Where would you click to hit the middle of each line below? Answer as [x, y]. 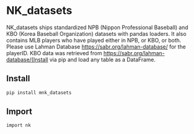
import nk [19, 126]
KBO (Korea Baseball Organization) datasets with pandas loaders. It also [96, 33]
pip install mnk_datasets [39, 92]
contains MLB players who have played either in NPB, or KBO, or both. [94, 40]
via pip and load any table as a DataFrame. [102, 59]
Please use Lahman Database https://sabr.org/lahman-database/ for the [96, 47]
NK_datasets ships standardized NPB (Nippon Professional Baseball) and [97, 27]
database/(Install [27, 59]
